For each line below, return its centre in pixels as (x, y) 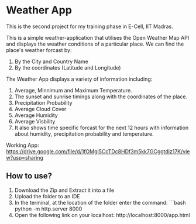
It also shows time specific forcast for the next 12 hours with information (102, 127)
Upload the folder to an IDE (47, 196)
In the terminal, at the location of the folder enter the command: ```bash (100, 202)
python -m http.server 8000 (48, 209)
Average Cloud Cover (40, 109)
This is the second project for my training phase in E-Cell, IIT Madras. (90, 26)
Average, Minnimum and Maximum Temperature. (73, 90)
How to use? (29, 176)
